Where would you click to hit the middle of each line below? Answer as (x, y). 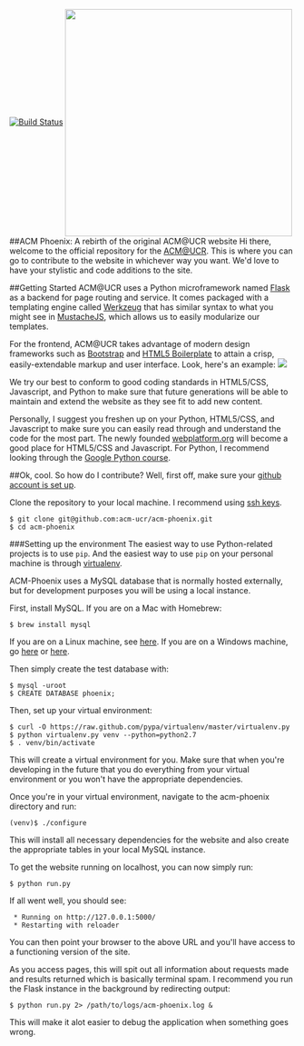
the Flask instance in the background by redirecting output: (120, 989)
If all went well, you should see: (68, 901)
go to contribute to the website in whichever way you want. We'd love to (144, 260)
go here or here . (39, 651)
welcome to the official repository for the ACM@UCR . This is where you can (151, 251)
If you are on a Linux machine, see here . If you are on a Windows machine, (149, 642)
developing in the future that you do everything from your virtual (129, 769)
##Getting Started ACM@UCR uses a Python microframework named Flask (150, 288)
